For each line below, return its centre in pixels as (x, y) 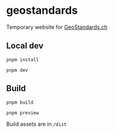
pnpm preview (23, 113)
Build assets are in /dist (36, 124)
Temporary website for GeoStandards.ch (57, 27)
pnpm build (20, 102)
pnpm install (23, 60)
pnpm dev (17, 70)
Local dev (25, 46)
